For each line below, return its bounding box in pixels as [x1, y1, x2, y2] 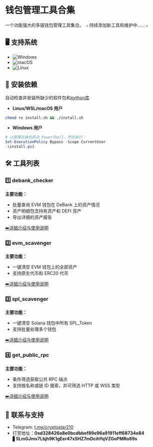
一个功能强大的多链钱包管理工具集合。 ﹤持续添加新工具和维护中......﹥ [5, 22, 150, 28]
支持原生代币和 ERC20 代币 [12, 270, 69, 276]
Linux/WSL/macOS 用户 [12, 105, 63, 111]
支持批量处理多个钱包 [12, 326, 56, 332]
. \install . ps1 [5, 144, 35, 149]
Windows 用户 [12, 125, 43, 131]
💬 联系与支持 [5, 411, 44, 419]
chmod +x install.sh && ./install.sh [5, 115, 84, 120]
